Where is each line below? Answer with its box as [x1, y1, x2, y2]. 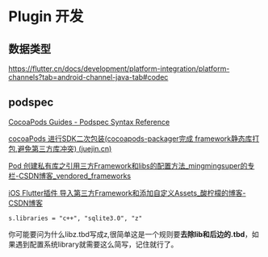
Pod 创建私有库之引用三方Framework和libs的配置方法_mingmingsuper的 [8, 160, 248, 170]
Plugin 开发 [8, 7, 84, 26]
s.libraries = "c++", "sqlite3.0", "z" [8, 214, 143, 222]
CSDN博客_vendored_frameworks [19, 171, 132, 180]
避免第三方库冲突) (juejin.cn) [17, 143, 112, 153]
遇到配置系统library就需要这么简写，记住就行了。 [15, 239, 178, 249]
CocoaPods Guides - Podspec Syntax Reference [8, 117, 170, 126]
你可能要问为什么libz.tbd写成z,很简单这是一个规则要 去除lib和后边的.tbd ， [8, 229, 253, 238]
